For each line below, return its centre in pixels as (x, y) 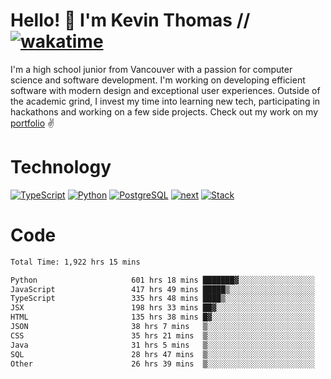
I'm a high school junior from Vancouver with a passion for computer (151, 69)
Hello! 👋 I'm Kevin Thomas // (130, 20)
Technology (61, 167)
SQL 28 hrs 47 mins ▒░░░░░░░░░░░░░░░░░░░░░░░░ (162, 354)
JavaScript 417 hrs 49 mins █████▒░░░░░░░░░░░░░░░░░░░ (162, 289)
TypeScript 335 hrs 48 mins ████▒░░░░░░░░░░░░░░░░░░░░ (162, 299)
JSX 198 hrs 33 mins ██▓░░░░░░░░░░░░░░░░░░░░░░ (162, 308)
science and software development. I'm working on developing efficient (158, 80)
